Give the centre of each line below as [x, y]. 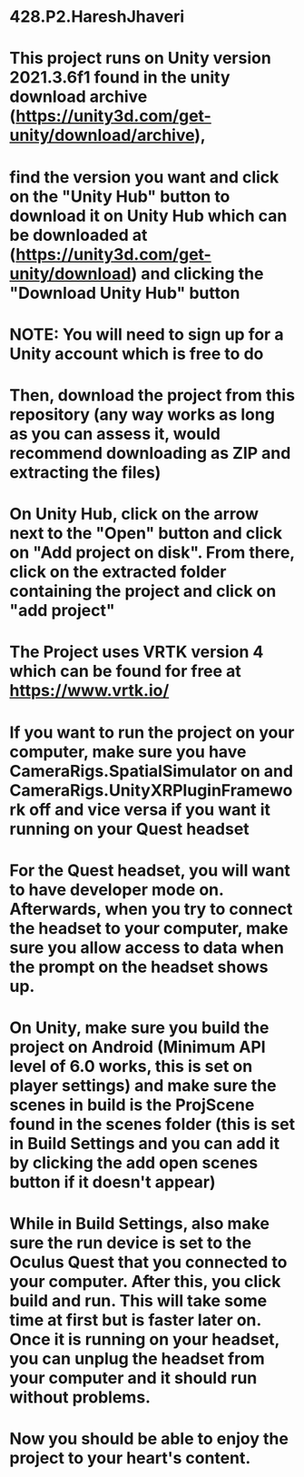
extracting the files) [85, 472]
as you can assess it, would [115, 434]
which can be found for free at [126, 672]
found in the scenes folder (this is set [152, 1124]
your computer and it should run [133, 1378]
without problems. [80, 1398]
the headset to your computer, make [149, 928]
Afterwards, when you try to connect [151, 909]
